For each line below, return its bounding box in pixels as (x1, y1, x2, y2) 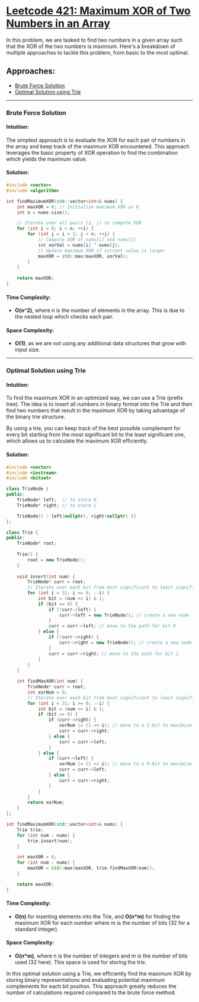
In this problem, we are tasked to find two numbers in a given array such (6, 36, 183, 43)
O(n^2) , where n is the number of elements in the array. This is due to (14, 307, 185, 314)
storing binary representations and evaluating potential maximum (6, 976, 165, 984)
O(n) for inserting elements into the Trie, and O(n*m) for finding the (14, 912, 181, 920)
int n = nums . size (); (17, 209, 70, 215)
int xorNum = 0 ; (27, 689, 68, 695)
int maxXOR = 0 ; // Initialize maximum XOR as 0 (17, 203, 139, 210)
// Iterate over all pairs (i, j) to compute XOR (17, 220, 142, 226)
